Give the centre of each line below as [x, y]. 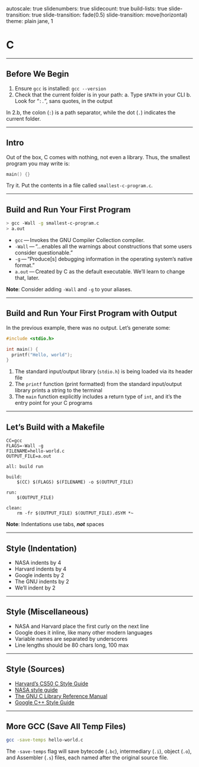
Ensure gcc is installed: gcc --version [60, 88]
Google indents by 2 [39, 575]
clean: [14, 508]
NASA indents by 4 [38, 562]
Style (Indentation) [41, 548]
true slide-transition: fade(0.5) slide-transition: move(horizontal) [110, 15]
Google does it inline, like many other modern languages [84, 632]
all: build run [25, 467]
